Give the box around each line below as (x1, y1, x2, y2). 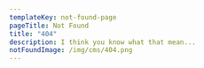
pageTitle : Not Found (9, 21, 90, 30)
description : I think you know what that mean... (9, 37, 197, 47)
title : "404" (9, 29, 58, 38)
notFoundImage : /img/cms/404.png (9, 46, 133, 55)
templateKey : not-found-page (9, 12, 117, 22)
